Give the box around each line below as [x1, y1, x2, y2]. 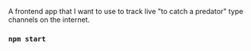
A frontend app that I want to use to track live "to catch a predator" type [8, 7, 244, 16]
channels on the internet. [8, 15, 90, 24]
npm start [8, 35, 46, 43]
